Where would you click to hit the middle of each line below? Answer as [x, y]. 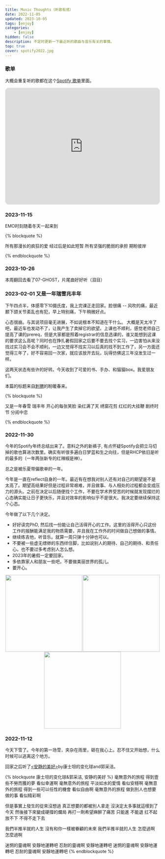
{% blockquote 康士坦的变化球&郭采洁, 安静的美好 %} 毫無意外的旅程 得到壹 [82, 777]
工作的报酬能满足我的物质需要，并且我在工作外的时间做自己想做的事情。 [85, 531]
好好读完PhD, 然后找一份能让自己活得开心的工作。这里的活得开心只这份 [84, 525]
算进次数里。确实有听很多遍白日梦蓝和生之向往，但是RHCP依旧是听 [90, 452]
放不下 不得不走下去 [25, 818]
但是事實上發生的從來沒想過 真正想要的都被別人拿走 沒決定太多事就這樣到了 [82, 806]
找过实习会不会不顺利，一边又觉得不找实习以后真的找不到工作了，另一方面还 [82, 347]
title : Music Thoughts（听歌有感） [39, 10]
